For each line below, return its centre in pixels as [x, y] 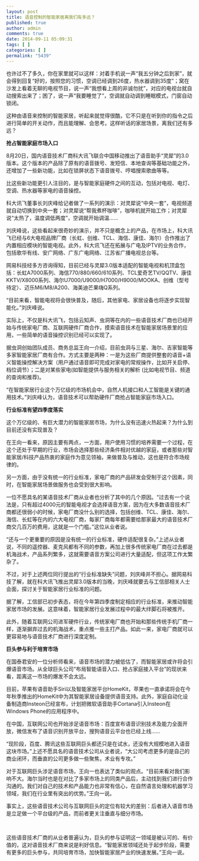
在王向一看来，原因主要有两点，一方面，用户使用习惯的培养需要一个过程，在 [99, 442]
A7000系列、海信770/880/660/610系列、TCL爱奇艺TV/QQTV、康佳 [109, 273]
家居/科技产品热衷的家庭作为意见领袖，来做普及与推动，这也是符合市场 [98, 457]
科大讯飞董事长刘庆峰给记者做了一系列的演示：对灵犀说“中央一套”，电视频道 [99, 203]
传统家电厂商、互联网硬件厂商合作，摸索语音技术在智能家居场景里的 [99, 327]
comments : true [25, 34]
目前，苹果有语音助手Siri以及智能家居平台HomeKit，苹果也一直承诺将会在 [96, 689]
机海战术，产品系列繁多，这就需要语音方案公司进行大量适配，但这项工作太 [97, 554]
